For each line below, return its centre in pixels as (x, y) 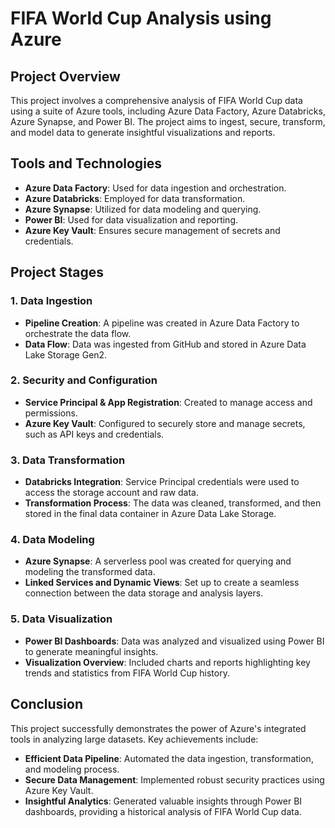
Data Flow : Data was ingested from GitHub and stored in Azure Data (165, 344)
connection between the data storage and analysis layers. (144, 593)
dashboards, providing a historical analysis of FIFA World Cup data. (163, 811)
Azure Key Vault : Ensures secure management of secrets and (152, 230)
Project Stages (57, 272)
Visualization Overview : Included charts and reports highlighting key (167, 662)
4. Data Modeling (52, 540)
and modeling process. (72, 769)
